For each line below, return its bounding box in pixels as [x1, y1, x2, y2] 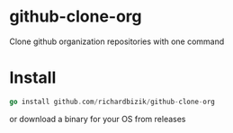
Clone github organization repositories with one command [9, 36, 225, 47]
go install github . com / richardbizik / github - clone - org [9, 97, 216, 106]
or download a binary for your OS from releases [9, 113, 186, 124]
